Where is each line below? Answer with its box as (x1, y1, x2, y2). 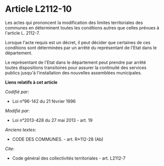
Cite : (5, 145, 15, 151)
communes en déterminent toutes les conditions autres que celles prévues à (5, 24, 160, 30)
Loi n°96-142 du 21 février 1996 (12, 98, 76, 104)
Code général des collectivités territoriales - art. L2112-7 (12, 155, 126, 161)
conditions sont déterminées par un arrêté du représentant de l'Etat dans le (5, 45, 157, 50)
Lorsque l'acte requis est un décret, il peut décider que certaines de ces (5, 39, 151, 45)
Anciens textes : (5, 126, 37, 133)
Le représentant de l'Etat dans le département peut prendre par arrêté (5, 59, 146, 65)
